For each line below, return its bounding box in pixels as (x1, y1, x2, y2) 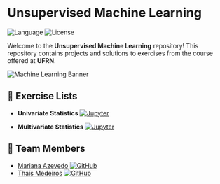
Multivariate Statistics (17, 122, 84, 131)
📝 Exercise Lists (7, 90, 78, 102)
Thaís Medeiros (17, 169, 63, 177)
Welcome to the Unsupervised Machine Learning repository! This (7, 41, 199, 50)
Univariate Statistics (17, 108, 78, 117)
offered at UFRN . (7, 56, 56, 64)
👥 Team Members (7, 143, 85, 155)
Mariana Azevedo (17, 161, 69, 169)
